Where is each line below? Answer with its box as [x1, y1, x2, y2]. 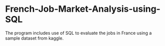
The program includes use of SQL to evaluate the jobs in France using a [5, 30, 152, 36]
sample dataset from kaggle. [5, 35, 64, 41]
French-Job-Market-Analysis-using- [5, 3, 161, 15]
